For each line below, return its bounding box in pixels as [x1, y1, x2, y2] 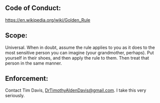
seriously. [5, 93, 25, 99]
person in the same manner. [5, 60, 62, 66]
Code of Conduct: [5, 4, 61, 12]
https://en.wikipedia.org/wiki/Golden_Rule [5, 17, 90, 23]
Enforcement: [5, 74, 48, 83]
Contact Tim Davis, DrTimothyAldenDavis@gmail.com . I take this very [5, 87, 147, 93]
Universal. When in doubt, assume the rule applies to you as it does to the [5, 44, 156, 50]
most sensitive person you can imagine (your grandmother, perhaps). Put [5, 49, 154, 56]
